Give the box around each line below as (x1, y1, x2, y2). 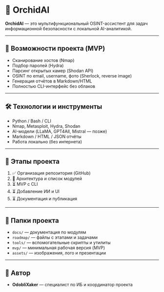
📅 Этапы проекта (5, 157, 60, 165)
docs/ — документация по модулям (12, 229, 86, 235)
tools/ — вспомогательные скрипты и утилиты (12, 240, 111, 246)
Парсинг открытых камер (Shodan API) (12, 68, 94, 74)
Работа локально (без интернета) (12, 138, 82, 144)
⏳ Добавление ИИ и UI (12, 189, 60, 195)
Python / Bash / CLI (12, 118, 51, 124)
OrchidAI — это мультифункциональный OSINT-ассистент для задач (5, 20, 148, 26)
